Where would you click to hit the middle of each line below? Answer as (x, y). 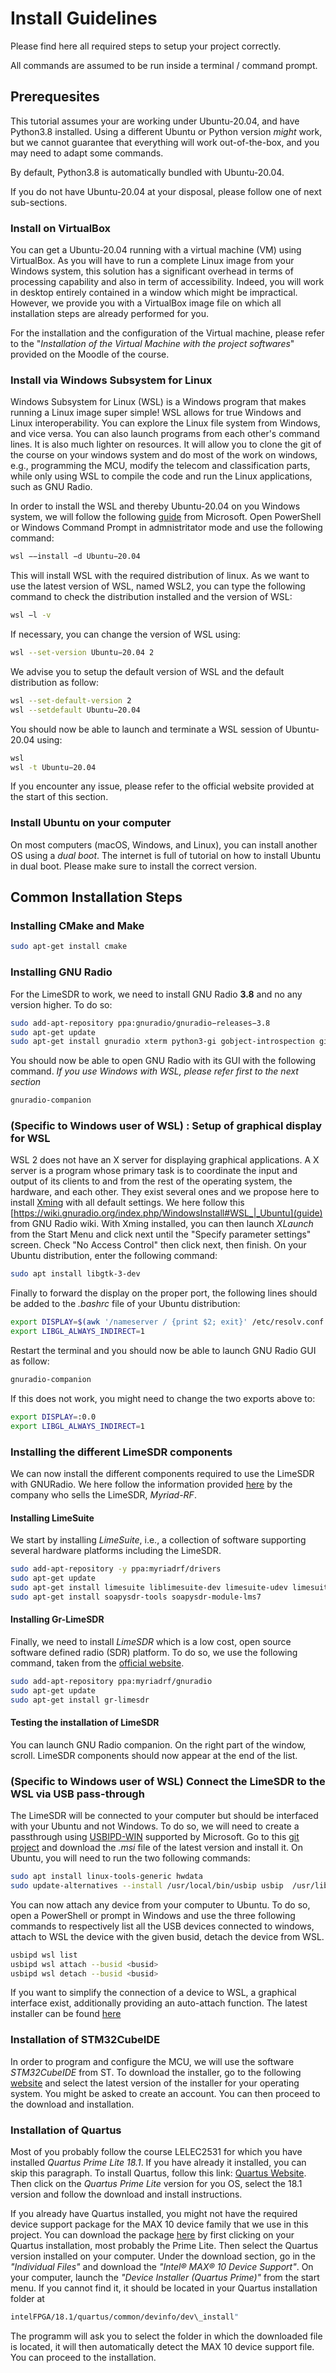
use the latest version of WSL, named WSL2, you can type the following (158, 586)
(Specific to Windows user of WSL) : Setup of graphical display (166, 1126)
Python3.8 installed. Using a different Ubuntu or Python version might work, (166, 131)
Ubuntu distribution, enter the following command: (114, 1256)
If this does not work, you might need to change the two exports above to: (163, 1398)
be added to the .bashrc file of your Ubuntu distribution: (125, 1304)
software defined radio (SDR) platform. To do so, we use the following (154, 1652)
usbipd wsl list (44, 1955)
